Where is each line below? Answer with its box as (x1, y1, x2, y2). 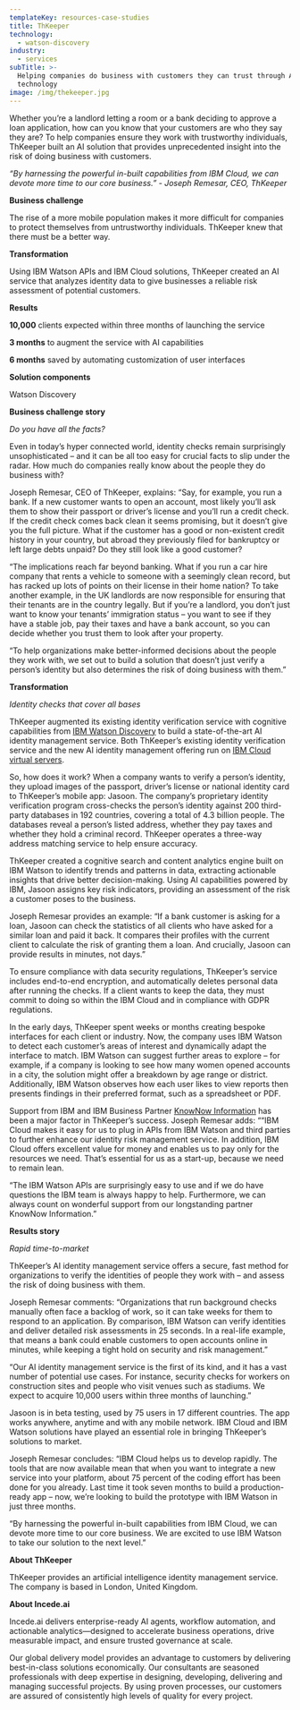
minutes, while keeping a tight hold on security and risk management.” (9, 1344, 268, 1355)
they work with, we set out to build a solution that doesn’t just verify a (9, 654, 265, 665)
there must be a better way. (9, 231, 111, 242)
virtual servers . (9, 753, 65, 765)
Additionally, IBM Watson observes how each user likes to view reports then (9, 1078, 288, 1089)
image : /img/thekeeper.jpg (9, 88, 110, 97)
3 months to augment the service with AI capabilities (9, 336, 204, 347)
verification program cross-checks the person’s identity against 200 (9, 800, 260, 811)
